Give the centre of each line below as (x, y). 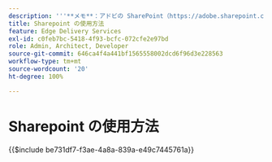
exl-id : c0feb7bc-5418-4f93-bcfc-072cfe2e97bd (89, 39)
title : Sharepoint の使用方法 (56, 24)
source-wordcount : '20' (49, 69)
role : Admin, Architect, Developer (69, 46)
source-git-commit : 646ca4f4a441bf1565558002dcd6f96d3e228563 (116, 54)
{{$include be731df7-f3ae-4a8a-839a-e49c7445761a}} (101, 149)
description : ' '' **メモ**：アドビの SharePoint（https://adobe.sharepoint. (135, 16)
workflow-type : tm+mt (45, 62)
